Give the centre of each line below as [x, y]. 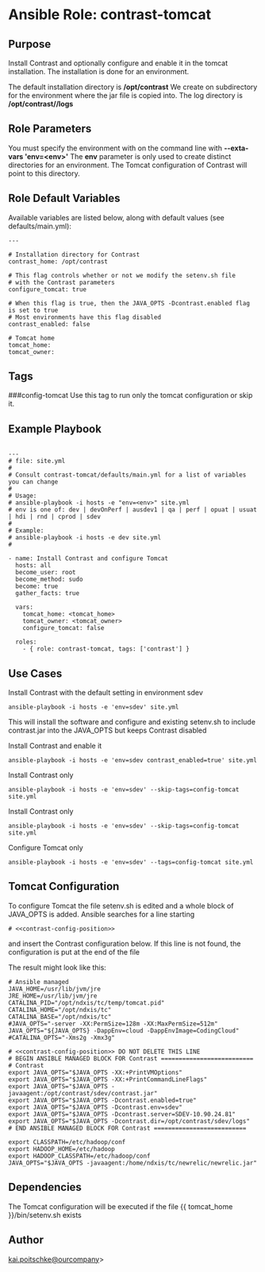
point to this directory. [44, 173]
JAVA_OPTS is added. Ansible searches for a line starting [102, 914]
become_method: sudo [49, 580]
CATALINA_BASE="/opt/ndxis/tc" [60, 1017]
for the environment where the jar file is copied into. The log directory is [126, 95]
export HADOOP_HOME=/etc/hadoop [61, 1149]
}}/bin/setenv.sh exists [45, 1215]
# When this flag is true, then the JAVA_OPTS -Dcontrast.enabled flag [129, 303]
